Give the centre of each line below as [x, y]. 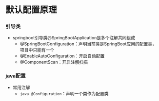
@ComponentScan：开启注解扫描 [54, 62]
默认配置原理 [31, 10]
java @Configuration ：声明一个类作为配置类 [64, 93]
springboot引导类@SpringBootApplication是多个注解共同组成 [74, 38]
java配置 [16, 76]
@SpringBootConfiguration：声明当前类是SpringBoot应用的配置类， [88, 44]
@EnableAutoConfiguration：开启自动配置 [62, 56]
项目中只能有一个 [37, 50]
